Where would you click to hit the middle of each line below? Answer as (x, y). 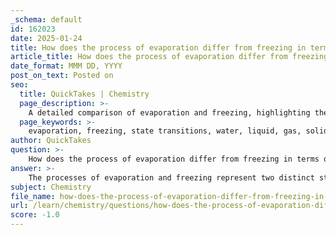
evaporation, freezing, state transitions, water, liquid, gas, (165, 131)
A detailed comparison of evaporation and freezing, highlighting (169, 112)
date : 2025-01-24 (46, 38)
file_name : (33, 196)
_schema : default (46, 19)
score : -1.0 (35, 215)
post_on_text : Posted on (62, 76)
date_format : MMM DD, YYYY (66, 66)
